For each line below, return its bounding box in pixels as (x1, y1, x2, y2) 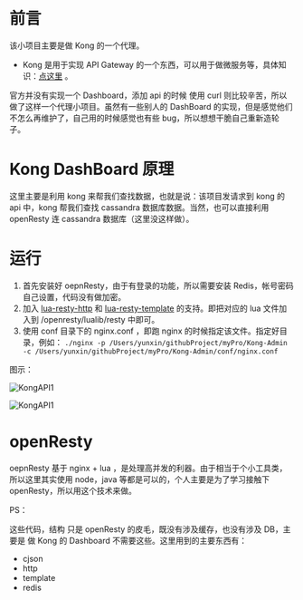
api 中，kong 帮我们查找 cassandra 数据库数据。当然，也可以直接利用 (9, 201, 270, 213)
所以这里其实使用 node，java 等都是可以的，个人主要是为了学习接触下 (9, 473, 270, 485)
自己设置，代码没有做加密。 (22, 291, 127, 302)
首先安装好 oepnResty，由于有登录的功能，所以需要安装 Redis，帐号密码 (22, 280, 294, 291)
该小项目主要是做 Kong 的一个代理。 (9, 40, 145, 51)
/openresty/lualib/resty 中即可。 (40, 314, 160, 324)
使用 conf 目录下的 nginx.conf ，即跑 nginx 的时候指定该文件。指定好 (22, 325, 280, 336)
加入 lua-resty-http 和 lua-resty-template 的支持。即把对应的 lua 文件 (22, 303, 279, 314)
